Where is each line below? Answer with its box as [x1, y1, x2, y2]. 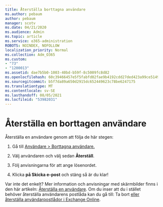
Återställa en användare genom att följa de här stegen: [5, 134, 114, 140]
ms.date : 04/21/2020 [5, 25, 47, 30]
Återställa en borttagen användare [5, 118, 147, 129]
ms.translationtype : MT [5, 83, 53, 89]
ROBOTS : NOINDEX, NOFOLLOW [5, 43, 60, 48]
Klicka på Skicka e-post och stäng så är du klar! [12, 172, 109, 177]
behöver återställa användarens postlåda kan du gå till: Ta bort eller [5, 191, 140, 197]
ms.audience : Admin [5, 30, 45, 34]
